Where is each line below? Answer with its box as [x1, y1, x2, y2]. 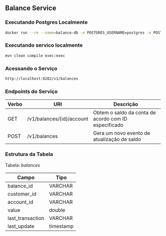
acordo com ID [93, 115, 127, 122]
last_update [7, 223, 35, 230]
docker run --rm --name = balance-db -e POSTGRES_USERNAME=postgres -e [5, 30, 152, 35]
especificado [93, 122, 124, 129]
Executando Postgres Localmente [5, 19, 88, 26]
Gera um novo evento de [93, 130, 151, 137]
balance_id [7, 182, 33, 189]
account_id [7, 198, 34, 205]
